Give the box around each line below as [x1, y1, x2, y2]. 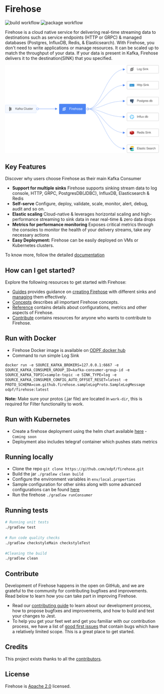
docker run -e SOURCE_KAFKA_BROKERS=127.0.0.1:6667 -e [5, 362, 119, 368]
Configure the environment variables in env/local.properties [12, 476, 136, 482]
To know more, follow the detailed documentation [5, 252, 105, 258]
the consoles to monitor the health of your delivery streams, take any [12, 227, 151, 233]
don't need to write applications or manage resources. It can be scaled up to [5, 45, 159, 51]
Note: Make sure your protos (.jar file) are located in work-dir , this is [5, 396, 143, 401]
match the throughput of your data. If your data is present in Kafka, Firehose [5, 50, 159, 56]
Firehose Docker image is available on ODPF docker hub [12, 347, 126, 353]
